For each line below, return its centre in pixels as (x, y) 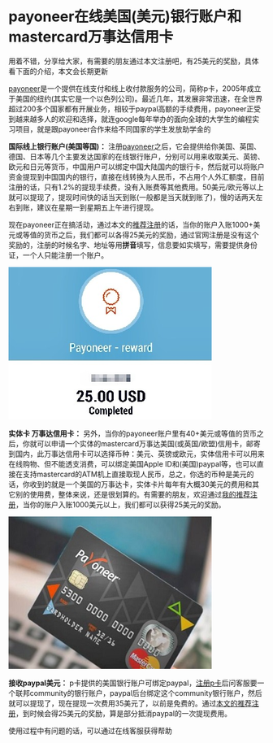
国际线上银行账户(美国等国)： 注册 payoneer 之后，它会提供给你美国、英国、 (135, 146)
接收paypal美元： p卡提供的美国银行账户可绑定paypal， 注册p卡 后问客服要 (133, 683)
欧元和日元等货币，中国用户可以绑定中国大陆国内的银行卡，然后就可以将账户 (136, 167)
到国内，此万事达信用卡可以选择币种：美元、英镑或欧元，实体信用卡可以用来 (136, 454)
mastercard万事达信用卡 (91, 37)
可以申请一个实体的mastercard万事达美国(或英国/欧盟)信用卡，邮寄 (149, 443)
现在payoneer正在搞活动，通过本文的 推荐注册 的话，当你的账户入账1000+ (131, 224)
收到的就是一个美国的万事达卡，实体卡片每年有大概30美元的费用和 (141, 484)
